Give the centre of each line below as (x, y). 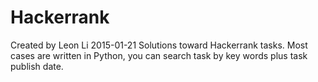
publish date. (37, 66)
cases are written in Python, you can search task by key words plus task (159, 55)
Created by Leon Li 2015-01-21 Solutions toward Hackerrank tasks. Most (159, 45)
